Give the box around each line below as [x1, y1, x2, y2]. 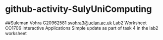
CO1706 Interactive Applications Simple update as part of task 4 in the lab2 [5, 25, 159, 31]
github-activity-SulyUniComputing [5, 3, 152, 15]
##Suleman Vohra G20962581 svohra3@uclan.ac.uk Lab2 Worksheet [5, 20, 147, 26]
